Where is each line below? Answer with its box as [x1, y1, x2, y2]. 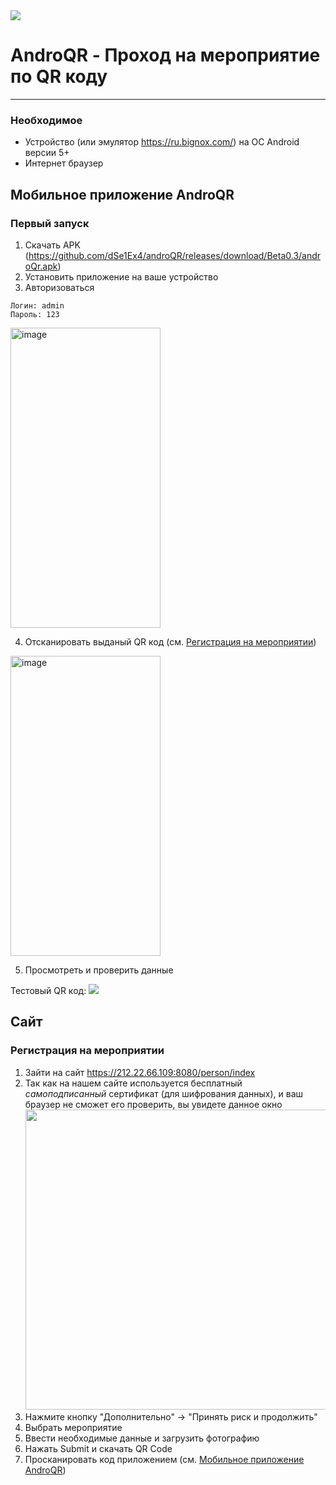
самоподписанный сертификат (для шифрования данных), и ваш [24, 1087, 304, 1099]
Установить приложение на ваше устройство [24, 270, 219, 283]
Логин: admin [10, 300, 65, 311]
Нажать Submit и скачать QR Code [24, 1442, 173, 1454]
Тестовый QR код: [10, 984, 87, 996]
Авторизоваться [24, 281, 95, 293]
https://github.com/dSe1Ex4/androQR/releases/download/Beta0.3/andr [28, 249, 322, 261]
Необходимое [10, 113, 83, 127]
